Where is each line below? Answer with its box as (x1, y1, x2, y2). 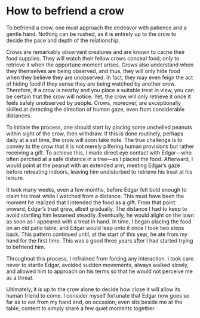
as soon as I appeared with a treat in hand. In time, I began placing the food (6, 217, 192, 225)
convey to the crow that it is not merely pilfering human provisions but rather (6, 143, 195, 150)
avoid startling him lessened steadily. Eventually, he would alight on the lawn (6, 211, 194, 219)
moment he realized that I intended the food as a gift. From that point (6, 199, 176, 206)
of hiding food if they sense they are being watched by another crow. (6, 80, 176, 87)
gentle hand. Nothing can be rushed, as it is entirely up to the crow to (6, 30, 177, 37)
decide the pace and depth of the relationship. (6, 37, 121, 44)
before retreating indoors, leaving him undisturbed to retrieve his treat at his (6, 168, 193, 175)
